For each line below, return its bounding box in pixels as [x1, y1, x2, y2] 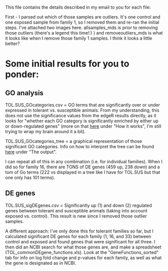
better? [5, 41, 20, 47]
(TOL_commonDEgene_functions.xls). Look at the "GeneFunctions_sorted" [5, 249, 159, 255]
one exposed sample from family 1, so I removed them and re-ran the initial [5, 20, 159, 25]
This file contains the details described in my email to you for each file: [5, 5, 151, 10]
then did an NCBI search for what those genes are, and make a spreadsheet [5, 244, 161, 250]
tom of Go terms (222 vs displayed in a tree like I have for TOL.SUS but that [5, 169, 160, 175]
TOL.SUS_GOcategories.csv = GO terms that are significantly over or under [5, 102, 160, 108]
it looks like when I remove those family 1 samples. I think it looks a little [5, 35, 152, 41]
